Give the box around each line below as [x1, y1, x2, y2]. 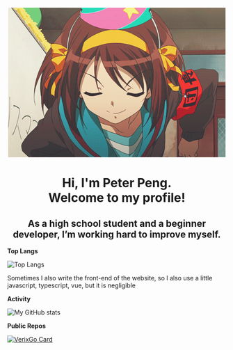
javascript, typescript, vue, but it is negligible [7, 281, 136, 289]
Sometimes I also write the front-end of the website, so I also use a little [7, 274, 213, 282]
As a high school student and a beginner [27, 217, 207, 230]
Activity [7, 295, 31, 303]
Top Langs [7, 247, 38, 255]
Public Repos [7, 321, 47, 330]
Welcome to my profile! [48, 190, 186, 206]
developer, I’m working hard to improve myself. [13, 228, 221, 240]
